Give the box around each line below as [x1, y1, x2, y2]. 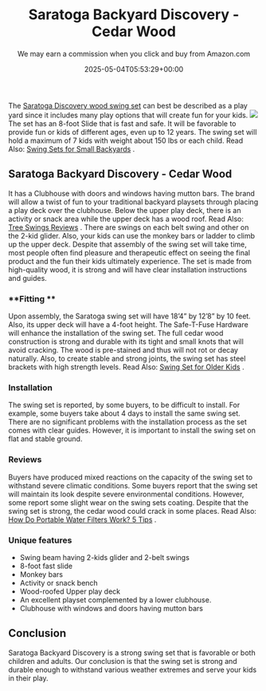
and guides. [8, 273, 48, 282]
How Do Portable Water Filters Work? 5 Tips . [8, 515, 157, 524]
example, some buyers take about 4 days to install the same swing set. [8, 409, 241, 418]
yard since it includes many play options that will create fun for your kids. [8, 110, 248, 120]
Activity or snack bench [19, 578, 98, 587]
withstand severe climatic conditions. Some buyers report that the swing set [8, 480, 258, 490]
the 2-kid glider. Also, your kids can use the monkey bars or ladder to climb [8, 231, 256, 240]
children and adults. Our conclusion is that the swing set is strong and [8, 656, 237, 665]
